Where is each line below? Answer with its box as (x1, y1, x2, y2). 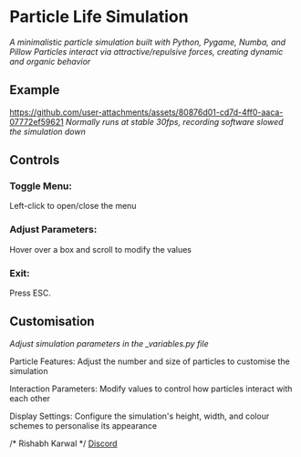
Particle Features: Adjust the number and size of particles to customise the (9, 356, 290, 367)
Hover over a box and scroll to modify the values (9, 244, 192, 254)
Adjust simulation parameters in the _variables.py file (9, 338, 209, 348)
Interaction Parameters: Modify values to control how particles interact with (9, 383, 293, 394)
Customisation (9, 314, 95, 329)
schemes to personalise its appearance (9, 420, 158, 431)
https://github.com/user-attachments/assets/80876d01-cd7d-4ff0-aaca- (9, 107, 284, 118)
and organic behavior (9, 56, 91, 67)
